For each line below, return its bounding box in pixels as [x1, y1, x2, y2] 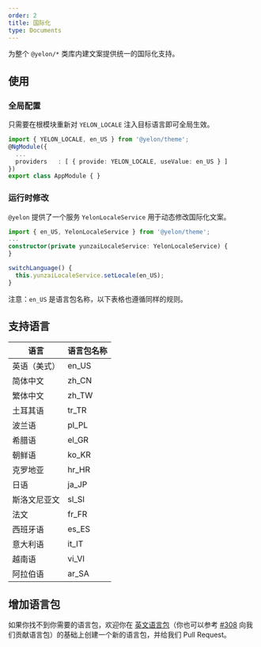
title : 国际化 [8, 19, 51, 27]
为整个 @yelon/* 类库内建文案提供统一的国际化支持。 [8, 49, 180, 59]
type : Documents [8, 26, 62, 34]
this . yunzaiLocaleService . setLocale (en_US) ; [15, 271, 165, 280]
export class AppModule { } [8, 172, 101, 181]
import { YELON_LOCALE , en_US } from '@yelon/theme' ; [8, 135, 190, 143]
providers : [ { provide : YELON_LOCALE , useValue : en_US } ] [15, 158, 228, 166]
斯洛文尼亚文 [12, 494, 61, 505]
